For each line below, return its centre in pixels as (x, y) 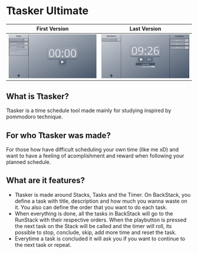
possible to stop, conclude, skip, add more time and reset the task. (95, 232)
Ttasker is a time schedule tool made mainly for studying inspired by (89, 111)
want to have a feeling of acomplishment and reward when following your (95, 156)
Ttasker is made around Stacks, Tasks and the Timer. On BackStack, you (103, 194)
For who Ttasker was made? (58, 135)
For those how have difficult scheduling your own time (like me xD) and (93, 150)
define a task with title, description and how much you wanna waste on (101, 201)
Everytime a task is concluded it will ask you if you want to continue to (100, 238)
